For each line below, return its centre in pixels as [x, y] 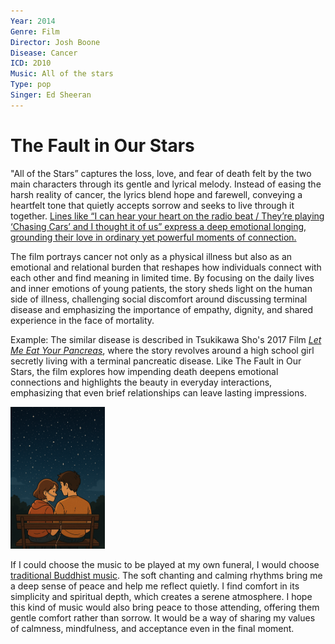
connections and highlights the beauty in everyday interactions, [141, 382]
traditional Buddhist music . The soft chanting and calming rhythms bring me [166, 575]
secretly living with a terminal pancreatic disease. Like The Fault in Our [156, 361]
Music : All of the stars [62, 74]
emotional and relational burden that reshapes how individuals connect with [166, 267]
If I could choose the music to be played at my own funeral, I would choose [165, 564]
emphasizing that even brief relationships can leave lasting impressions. [158, 392]
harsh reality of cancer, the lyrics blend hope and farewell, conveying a [156, 194]
